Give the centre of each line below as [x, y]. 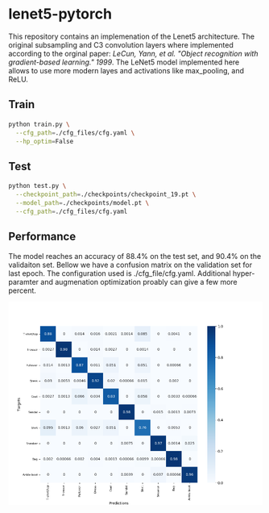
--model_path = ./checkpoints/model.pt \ [83, 202]
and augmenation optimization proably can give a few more [139, 282]
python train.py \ [39, 124]
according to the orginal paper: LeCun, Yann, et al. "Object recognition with [133, 53]
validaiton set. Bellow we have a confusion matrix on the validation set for [130, 265]
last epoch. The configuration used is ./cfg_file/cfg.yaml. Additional [120, 273]
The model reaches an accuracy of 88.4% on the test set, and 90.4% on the [135, 256]
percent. [22, 290]
